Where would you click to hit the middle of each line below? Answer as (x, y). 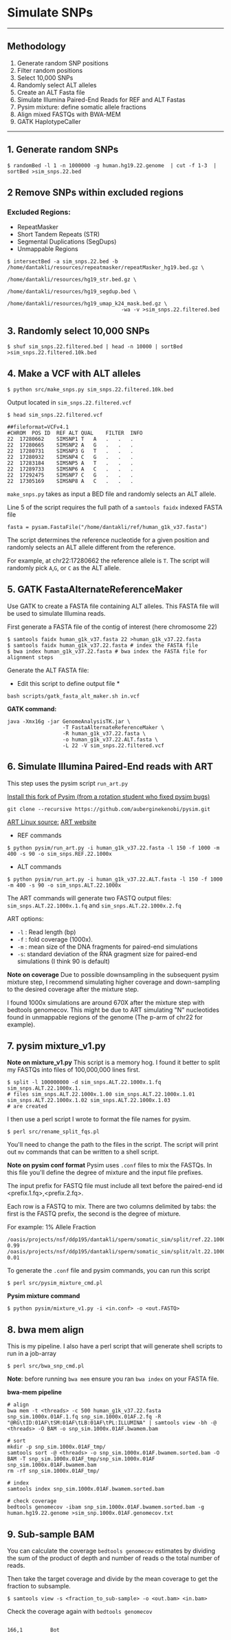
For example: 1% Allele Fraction (52, 1227)
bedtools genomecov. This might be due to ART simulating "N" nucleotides (113, 1010)
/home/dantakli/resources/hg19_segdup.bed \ (72, 292)
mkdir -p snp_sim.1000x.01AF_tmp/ (57, 1447)
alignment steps (30, 657)
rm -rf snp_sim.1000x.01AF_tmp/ (53, 1471)
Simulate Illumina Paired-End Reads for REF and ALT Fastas (101, 99)
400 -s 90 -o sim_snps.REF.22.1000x (59, 854)
